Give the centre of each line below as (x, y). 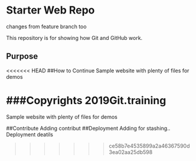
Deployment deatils (30, 134)
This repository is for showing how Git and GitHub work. (74, 38)
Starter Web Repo (50, 10)
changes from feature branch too (46, 26)
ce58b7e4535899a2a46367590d (149, 146)
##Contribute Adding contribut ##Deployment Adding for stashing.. (88, 128)
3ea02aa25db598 (131, 152)
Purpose (22, 56)
